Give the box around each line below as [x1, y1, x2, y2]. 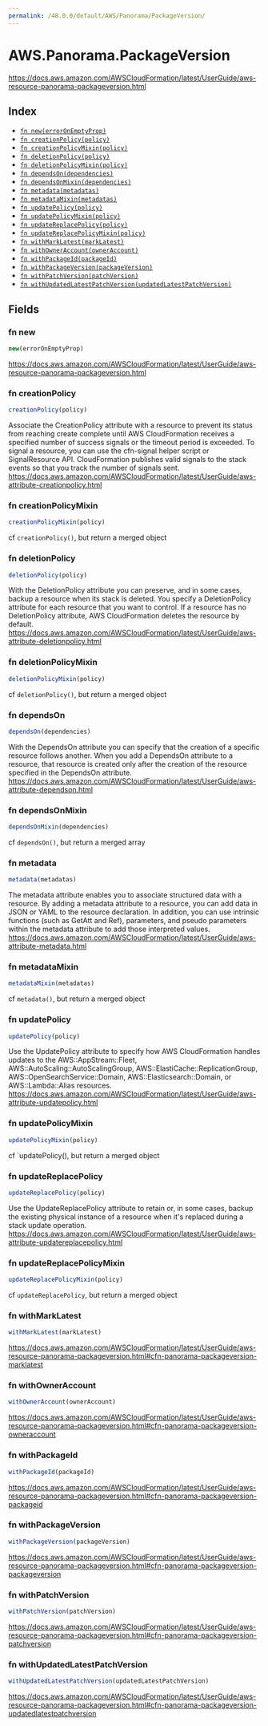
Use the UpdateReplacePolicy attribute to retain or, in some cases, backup [8, 1203, 254, 1213]
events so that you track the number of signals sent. [8, 463, 180, 473]
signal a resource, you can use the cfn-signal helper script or [8, 446, 210, 456]
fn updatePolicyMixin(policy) [19, 213, 122, 221]
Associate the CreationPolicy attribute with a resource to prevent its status [8, 420, 254, 430]
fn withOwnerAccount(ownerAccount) [19, 246, 139, 255]
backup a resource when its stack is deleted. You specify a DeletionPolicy [8, 594, 252, 604]
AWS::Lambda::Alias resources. [8, 1080, 112, 1091]
